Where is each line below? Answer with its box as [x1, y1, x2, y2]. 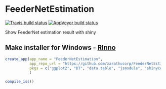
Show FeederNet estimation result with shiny [5, 29, 96, 35]
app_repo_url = [29, 61, 61, 66]
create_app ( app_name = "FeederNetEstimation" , [5, 57, 103, 61]
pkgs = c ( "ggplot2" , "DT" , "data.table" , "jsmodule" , [29, 65, 142, 71]
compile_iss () [5, 79, 35, 84]
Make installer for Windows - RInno [5, 43, 116, 52]
